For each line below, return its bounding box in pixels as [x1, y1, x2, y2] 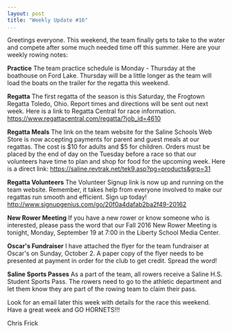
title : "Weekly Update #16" [7, 17, 89, 24]
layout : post [7, 10, 45, 17]
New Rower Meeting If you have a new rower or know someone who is [7, 213, 210, 222]
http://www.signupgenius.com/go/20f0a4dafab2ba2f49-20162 [7, 200, 187, 208]
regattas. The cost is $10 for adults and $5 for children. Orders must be [7, 142, 211, 151]
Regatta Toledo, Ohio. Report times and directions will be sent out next [7, 99, 208, 108]
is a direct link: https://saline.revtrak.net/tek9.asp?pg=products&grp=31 [7, 164, 211, 173]
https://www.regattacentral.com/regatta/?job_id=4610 [7, 114, 161, 122]
